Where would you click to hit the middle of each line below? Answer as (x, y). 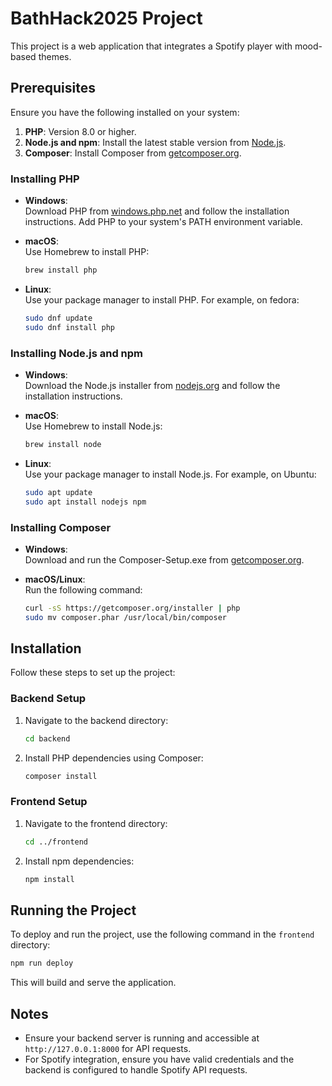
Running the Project (73, 910)
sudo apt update (58, 492)
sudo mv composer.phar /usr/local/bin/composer (125, 617)
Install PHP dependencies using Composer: (114, 758)
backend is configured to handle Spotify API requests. (136, 1070)
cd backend (47, 738)
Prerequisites (53, 88)
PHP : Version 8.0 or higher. (80, 131)
